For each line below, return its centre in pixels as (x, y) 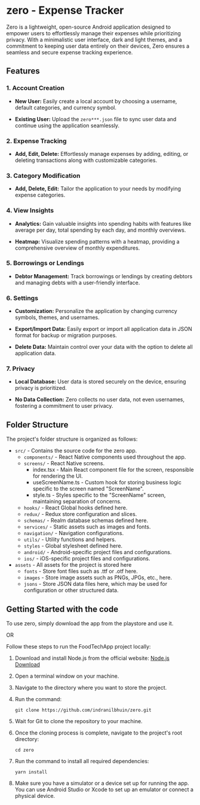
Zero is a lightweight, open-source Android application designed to (89, 27)
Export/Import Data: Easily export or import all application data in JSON (103, 329)
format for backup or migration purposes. (66, 336)
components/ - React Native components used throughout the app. (105, 457)
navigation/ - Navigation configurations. (74, 533)
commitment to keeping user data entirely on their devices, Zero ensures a (98, 46)
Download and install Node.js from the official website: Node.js (92, 658)
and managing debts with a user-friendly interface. (77, 282)
